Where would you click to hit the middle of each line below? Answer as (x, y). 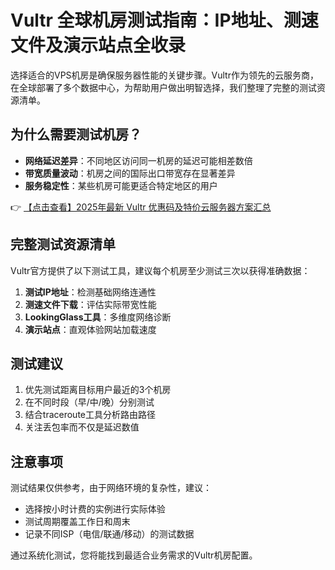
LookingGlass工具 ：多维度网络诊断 (98, 317)
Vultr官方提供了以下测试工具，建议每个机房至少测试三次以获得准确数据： (160, 270)
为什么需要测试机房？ (76, 134)
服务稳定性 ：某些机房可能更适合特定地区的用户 (121, 185)
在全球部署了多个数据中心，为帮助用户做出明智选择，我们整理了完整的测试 (163, 87)
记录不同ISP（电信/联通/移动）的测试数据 (109, 534)
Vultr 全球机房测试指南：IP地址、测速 (164, 20)
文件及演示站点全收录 (98, 45)
